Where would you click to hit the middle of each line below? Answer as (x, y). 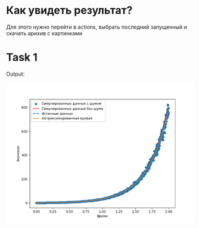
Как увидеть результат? (69, 10)
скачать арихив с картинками (44, 33)
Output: (15, 74)
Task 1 (22, 58)
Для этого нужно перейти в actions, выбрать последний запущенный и (97, 27)
